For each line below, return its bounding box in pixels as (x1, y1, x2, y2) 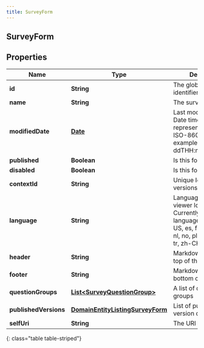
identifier (172, 88, 199, 96)
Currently (172, 208, 200, 217)
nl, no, (172, 231, 191, 240)
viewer (172, 201, 192, 209)
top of (172, 257, 190, 265)
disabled (9, 166, 35, 174)
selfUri (9, 319, 29, 327)
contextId (9, 179, 38, 188)
